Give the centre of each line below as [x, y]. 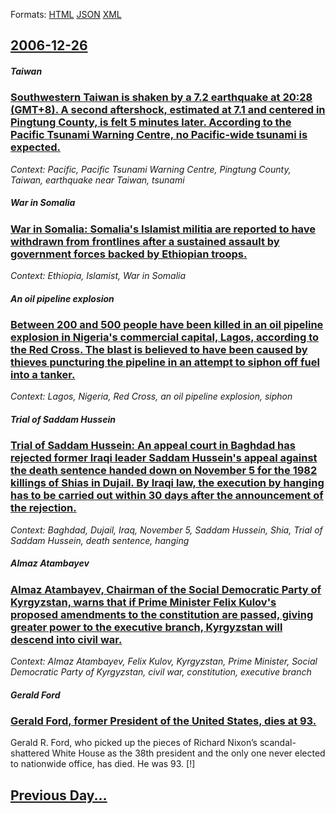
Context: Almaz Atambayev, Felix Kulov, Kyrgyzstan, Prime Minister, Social [164, 661]
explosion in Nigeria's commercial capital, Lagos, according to [165, 337]
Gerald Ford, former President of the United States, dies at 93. [163, 721]
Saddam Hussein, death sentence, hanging [100, 540]
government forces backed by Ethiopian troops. [129, 254]
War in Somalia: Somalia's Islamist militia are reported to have [163, 229]
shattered [30, 753]
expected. [35, 147]
